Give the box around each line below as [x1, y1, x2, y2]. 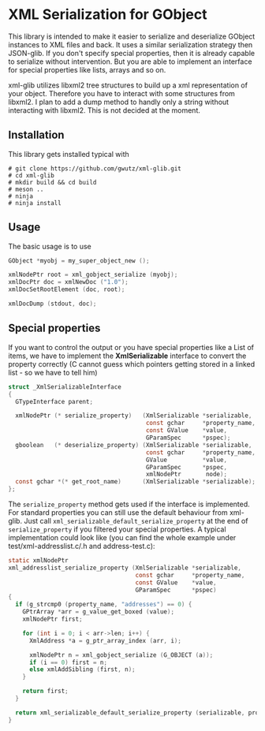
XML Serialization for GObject [8, 6, 207, 24]
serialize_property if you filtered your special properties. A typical [8, 524, 226, 534]
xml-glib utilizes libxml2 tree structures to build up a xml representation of [8, 80, 248, 90]
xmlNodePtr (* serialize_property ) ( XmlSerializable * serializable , [15, 412, 252, 420]
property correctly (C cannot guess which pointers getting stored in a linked [8, 359, 256, 368]
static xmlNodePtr [8, 557, 69, 565]
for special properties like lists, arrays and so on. [8, 65, 166, 74]
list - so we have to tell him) [8, 367, 98, 377]
